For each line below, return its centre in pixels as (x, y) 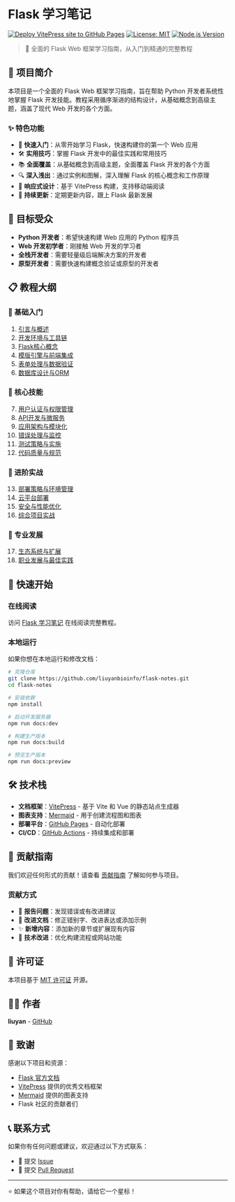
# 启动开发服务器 (29, 717)
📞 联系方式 (29, 1128)
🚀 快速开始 (30, 584)
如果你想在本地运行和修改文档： (54, 659)
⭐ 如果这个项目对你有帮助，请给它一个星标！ (72, 1192)
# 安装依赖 (22, 698)
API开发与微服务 (41, 417)
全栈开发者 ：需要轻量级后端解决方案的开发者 (82, 254)
